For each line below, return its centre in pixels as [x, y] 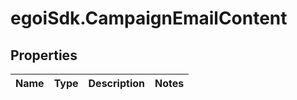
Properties [44, 55]
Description [116, 83]
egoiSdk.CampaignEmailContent [149, 18]
